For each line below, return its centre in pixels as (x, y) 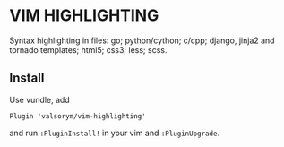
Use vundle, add (39, 99)
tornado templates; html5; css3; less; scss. (88, 49)
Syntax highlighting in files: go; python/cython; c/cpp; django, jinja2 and (142, 40)
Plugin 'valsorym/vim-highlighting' (77, 116)
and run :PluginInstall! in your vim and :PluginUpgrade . (115, 133)
